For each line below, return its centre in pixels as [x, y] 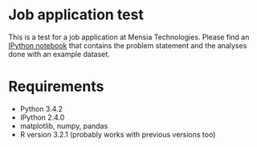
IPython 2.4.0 [42, 117]
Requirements [56, 87]
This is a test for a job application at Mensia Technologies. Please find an [129, 37]
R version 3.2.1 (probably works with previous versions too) [118, 134]
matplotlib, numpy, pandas [64, 125]
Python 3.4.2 [41, 108]
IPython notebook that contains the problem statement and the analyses [128, 45]
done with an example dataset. [59, 54]
